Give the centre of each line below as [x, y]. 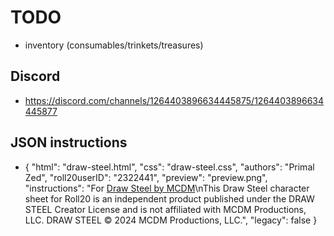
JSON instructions [69, 142]
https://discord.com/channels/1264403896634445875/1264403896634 [174, 100]
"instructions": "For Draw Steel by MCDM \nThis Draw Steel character [167, 188]
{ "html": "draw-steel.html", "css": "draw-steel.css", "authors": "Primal [169, 167]
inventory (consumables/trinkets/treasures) [114, 45]
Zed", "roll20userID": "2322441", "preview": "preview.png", [146, 177]
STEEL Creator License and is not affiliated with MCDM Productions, [165, 209]
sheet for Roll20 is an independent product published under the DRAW [169, 198]
